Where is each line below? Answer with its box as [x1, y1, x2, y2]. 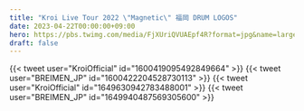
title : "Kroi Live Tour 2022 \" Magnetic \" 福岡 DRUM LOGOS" [9, 13, 238, 23]
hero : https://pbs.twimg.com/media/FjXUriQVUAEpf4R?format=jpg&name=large [9, 30, 298, 39]
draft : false [9, 38, 59, 48]
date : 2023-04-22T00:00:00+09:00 [9, 22, 136, 31]
